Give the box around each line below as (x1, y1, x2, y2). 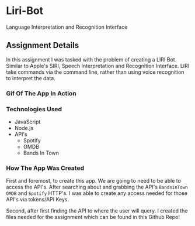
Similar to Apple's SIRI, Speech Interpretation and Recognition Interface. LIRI (6, 62, 190, 69)
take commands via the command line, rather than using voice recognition (6, 69, 184, 76)
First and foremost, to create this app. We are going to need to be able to (6, 177, 181, 184)
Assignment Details (6, 40, 79, 50)
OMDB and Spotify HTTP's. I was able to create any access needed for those (6, 190, 188, 197)
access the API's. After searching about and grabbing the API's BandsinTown (6, 183, 188, 191)
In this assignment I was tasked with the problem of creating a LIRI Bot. (6, 56, 177, 63)
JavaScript (14, 118, 41, 125)
